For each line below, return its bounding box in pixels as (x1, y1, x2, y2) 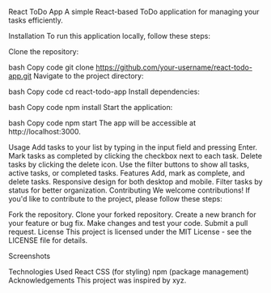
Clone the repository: (8, 47, 79, 56)
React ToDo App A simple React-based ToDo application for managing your (8, 7, 260, 16)
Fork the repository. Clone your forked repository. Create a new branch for (8, 210, 256, 219)
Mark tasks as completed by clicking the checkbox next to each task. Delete (8, 151, 263, 160)
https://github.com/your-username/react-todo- (95, 62, 253, 72)
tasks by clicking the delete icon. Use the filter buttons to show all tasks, (8, 159, 249, 169)
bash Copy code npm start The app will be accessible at (8, 118, 197, 128)
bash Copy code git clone (8, 62, 95, 72)
